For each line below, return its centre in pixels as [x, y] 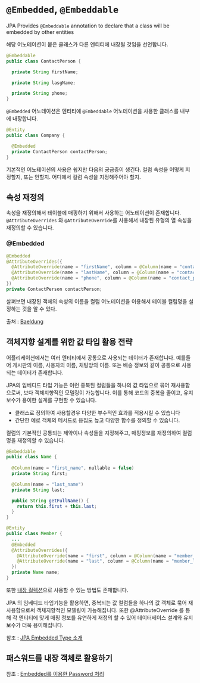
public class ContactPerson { [44, 61]
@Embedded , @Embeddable [62, 9]
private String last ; [38, 490]
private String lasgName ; [44, 83]
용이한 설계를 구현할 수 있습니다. [59, 400]
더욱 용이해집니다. [43, 625]
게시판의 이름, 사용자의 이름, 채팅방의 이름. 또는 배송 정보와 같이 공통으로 [96, 365]
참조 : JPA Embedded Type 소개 [44, 638]
